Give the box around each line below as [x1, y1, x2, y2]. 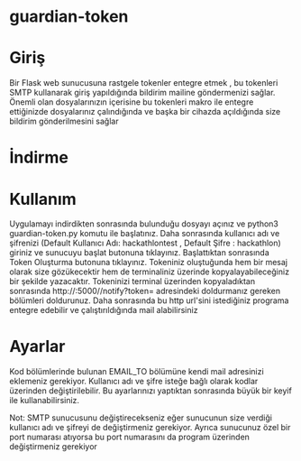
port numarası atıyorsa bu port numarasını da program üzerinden [9, 431, 251, 443]
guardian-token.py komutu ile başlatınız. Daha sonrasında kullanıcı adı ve [9, 228, 280, 239]
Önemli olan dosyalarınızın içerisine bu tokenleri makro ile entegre [9, 97, 254, 107]
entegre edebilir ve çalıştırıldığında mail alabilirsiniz [9, 305, 198, 316]
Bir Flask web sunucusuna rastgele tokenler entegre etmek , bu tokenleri [9, 78, 278, 88]
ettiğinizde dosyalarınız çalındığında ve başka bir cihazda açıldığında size [9, 106, 281, 117]
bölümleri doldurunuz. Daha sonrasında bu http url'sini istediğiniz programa [9, 295, 289, 306]
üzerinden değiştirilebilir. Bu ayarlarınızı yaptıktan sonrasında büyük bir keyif [9, 385, 293, 396]
